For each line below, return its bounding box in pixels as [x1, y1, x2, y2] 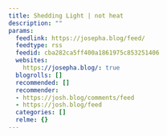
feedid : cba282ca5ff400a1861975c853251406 [15, 49, 160, 57]
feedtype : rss [15, 42, 63, 50]
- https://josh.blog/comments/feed [15, 94, 135, 102]
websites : [15, 57, 48, 65]
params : [8, 26, 35, 34]
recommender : [15, 86, 59, 94]
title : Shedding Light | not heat [8, 11, 124, 20]
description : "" [8, 19, 63, 27]
